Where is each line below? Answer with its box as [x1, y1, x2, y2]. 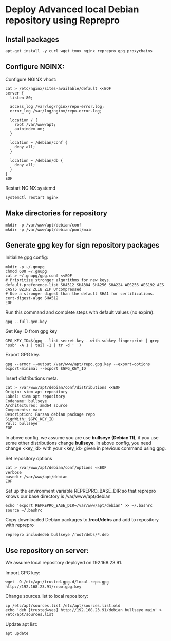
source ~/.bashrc [5, 507, 43, 513]
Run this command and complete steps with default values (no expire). [5, 309, 155, 315]
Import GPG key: [5, 570, 40, 576]
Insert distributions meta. [5, 375, 59, 381]
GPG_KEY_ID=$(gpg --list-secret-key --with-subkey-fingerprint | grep [5, 338, 160, 344]
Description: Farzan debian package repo [5, 412, 96, 417]
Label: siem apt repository [5, 394, 66, 399]
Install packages [5, 35, 59, 44]
